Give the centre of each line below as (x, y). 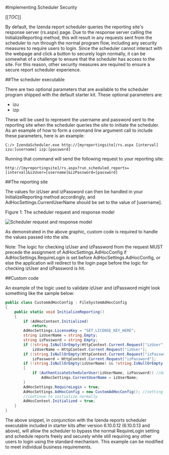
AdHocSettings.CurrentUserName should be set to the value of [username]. (84, 202)
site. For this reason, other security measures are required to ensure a (78, 64)
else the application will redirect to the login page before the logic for (77, 263)
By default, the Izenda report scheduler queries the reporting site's (74, 27)
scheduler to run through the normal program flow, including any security (81, 43)
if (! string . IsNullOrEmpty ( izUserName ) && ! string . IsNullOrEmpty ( (94, 364)
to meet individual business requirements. (49, 447)
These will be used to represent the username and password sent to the (80, 120)
